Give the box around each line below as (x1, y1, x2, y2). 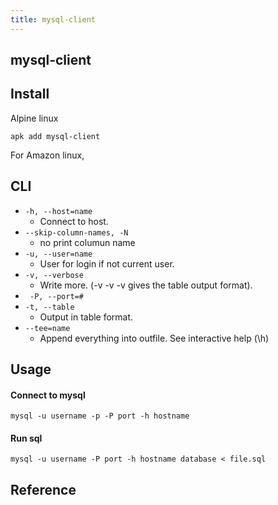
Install (10, 86, 50, 103)
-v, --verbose (24, 270, 84, 280)
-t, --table (24, 302, 75, 312)
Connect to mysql (10, 389, 86, 401)
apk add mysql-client (10, 131, 101, 141)
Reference (10, 481, 77, 498)
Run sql (10, 432, 43, 444)
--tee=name (24, 323, 71, 333)
